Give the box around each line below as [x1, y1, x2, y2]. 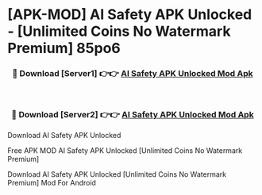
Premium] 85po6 [7, 40, 121, 57]
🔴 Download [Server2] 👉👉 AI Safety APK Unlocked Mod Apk [10, 109, 255, 120]
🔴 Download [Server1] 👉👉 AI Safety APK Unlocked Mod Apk [12, 68, 253, 79]
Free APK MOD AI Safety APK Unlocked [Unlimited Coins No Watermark [7, 145, 243, 155]
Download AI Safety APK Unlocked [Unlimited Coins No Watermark [7, 169, 227, 179]
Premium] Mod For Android [7, 178, 97, 187]
